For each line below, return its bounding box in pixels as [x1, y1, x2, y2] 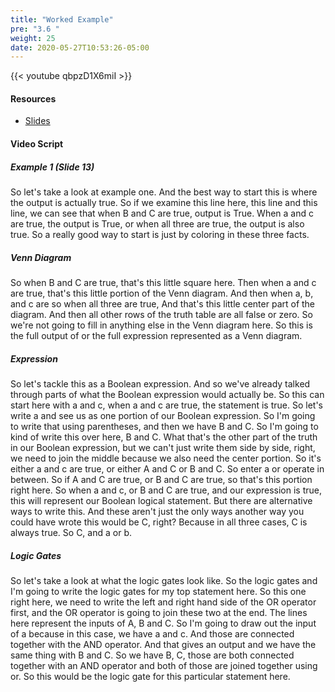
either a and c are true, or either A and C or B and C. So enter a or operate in [10, 462, 325, 475]
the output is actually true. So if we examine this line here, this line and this [10, 197, 318, 209]
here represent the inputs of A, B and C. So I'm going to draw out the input [10, 617, 317, 629]
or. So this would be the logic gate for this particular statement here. [10, 670, 291, 682]
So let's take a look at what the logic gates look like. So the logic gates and [10, 574, 318, 586]
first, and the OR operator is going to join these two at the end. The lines [10, 606, 308, 618]
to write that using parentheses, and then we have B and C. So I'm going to [10, 420, 319, 432]
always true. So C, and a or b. [10, 526, 132, 538]
